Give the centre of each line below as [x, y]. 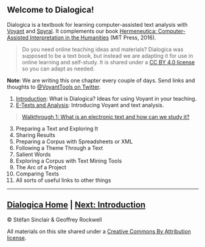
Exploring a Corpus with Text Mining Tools [69, 161]
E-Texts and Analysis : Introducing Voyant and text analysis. [90, 105]
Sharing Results [35, 135]
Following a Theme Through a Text [59, 147]
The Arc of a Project [41, 167]
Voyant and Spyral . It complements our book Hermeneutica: [82, 31]
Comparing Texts [37, 174]
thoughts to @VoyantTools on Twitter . [54, 87]
